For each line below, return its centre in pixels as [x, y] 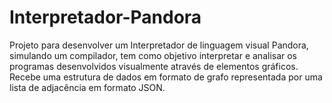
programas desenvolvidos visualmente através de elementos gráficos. [154, 66]
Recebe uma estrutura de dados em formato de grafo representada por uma [166, 77]
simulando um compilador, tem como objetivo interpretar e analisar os [153, 55]
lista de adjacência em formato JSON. [87, 87]
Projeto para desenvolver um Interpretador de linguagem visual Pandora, [159, 45]
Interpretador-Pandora [105, 17]
